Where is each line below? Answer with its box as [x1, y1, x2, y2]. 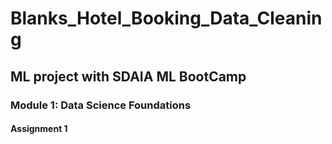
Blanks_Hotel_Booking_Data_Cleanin [10, 7, 323, 30]
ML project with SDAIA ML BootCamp [10, 68, 247, 85]
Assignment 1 [10, 123, 68, 135]
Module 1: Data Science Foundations [10, 98, 192, 112]
